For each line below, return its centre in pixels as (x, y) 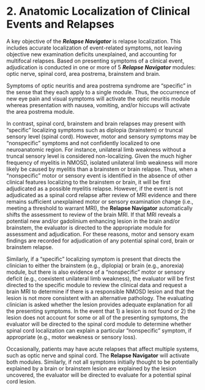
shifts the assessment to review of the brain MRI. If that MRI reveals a (94, 214)
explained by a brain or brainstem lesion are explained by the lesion (91, 368)
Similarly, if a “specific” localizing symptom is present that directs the (94, 259)
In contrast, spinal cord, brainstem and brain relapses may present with (96, 123)
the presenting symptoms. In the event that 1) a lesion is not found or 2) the (101, 311)
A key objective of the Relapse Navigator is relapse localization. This (94, 41)
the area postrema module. (40, 111)
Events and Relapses (60, 24)
